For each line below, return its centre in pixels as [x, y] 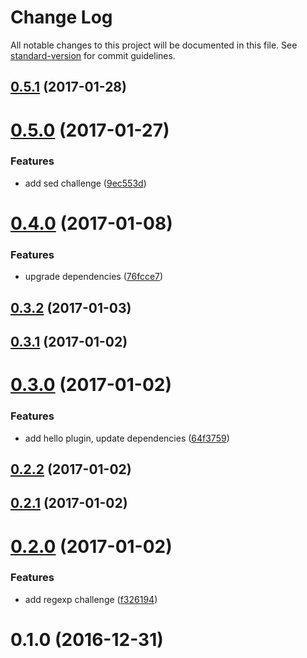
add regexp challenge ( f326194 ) [91, 599]
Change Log [61, 17]
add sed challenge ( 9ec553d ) [85, 183]
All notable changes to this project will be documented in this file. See [154, 45]
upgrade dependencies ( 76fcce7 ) [94, 277]
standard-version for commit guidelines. [93, 55]
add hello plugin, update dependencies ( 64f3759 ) [127, 438]
